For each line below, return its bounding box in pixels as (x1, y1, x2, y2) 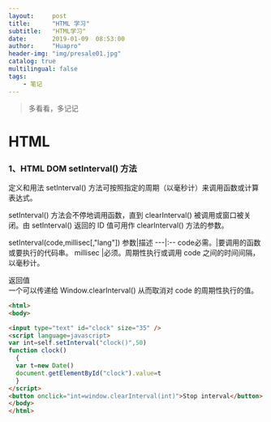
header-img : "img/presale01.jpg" (8, 50, 122, 58)
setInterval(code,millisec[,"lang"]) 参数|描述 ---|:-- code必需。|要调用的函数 (8, 237, 261, 247)
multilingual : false (8, 65, 79, 73)
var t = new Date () (15, 362, 75, 370)
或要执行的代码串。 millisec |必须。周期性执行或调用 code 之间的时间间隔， (8, 247, 260, 257)
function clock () (8, 346, 67, 355)
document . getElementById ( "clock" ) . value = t (15, 369, 161, 377)
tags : (8, 72, 27, 80)
